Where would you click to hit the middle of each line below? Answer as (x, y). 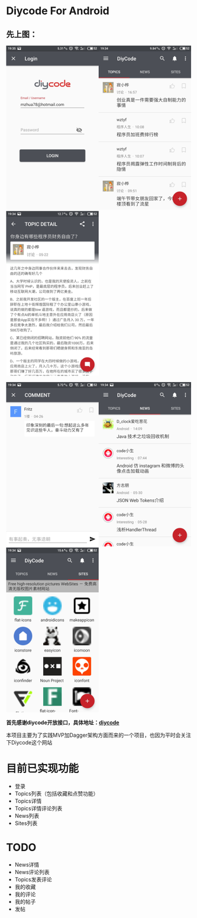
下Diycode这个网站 (29, 742)
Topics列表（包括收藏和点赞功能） (56, 793)
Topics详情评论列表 (38, 808)
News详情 (27, 864)
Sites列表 (26, 823)
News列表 (27, 816)
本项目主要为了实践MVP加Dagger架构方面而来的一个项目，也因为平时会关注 (98, 735)
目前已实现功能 (43, 768)
